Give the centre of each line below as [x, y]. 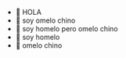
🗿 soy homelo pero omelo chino [67, 29]
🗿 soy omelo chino [45, 20]
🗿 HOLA [28, 12]
